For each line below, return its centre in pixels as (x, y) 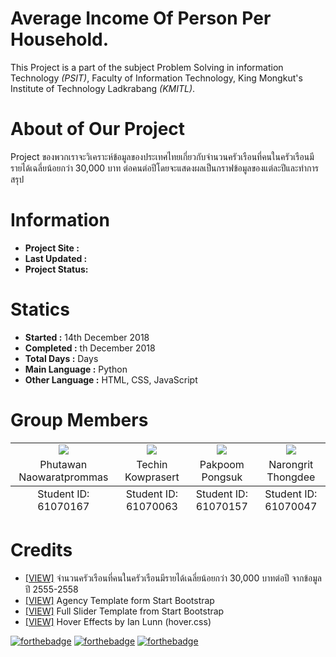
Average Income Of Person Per (141, 18)
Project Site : (52, 248)
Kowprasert (152, 477)
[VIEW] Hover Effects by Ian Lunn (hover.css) (118, 621)
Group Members (79, 419)
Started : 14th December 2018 (87, 337)
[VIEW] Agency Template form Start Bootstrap (119, 600)
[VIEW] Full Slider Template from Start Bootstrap (124, 611)
